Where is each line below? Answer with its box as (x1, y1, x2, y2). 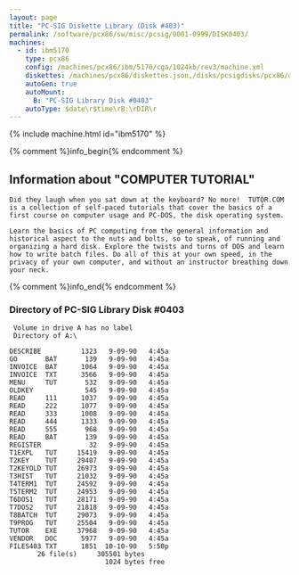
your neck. (9, 266, 50, 275)
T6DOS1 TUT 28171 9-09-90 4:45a (9, 496, 169, 505)
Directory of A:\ (12, 332, 77, 341)
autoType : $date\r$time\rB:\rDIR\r (25, 104, 158, 113)
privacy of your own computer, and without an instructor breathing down (9, 258, 289, 267)
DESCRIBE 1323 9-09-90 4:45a (9, 347, 169, 357)
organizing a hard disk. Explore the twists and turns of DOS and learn (9, 242, 285, 251)
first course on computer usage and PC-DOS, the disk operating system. (9, 211, 285, 220)
